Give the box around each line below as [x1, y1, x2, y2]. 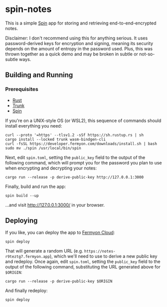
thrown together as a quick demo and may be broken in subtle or [5, 51, 139, 57]
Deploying [5, 216, 38, 225]
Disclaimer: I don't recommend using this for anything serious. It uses [5, 35, 148, 41]
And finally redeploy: [5, 287, 48, 293]
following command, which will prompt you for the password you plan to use [5, 159, 162, 165]
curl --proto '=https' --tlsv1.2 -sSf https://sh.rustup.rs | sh [5, 132, 144, 137]
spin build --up [5, 193, 39, 198]
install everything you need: [5, 122, 62, 128]
